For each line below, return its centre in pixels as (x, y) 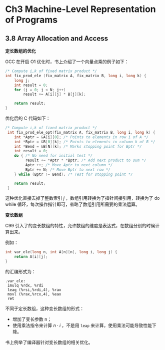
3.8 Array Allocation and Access (57, 38)
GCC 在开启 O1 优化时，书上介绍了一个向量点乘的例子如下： (67, 62)
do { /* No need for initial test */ (53, 156)
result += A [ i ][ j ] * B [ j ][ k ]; (54, 94)
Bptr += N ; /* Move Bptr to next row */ (68, 169)
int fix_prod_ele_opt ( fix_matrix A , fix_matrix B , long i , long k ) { (81, 132)
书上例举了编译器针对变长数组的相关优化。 (49, 342)
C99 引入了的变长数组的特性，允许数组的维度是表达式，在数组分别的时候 (80, 226)
